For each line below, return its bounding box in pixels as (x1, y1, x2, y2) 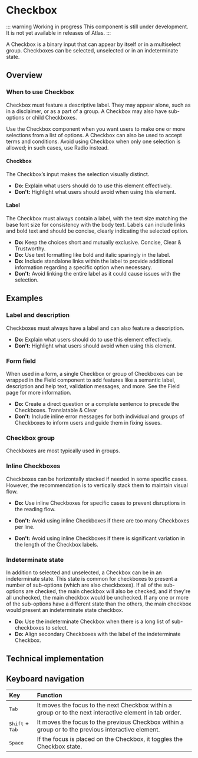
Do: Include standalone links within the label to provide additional (14, 257, 173, 265)
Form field (6, 357, 37, 365)
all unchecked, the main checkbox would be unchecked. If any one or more (6, 594, 189, 601)
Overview (6, 70, 43, 80)
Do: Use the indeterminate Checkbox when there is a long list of (14, 618, 171, 625)
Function (37, 691, 62, 700)
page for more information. (6, 389, 72, 396)
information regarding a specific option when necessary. (14, 264, 152, 271)
